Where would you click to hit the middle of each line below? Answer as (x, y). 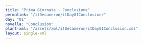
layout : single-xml (26, 33)
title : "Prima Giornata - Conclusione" (48, 10)
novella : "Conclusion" (29, 24)
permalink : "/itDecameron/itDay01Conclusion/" (56, 15)
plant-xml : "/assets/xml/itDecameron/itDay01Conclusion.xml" (72, 29)
